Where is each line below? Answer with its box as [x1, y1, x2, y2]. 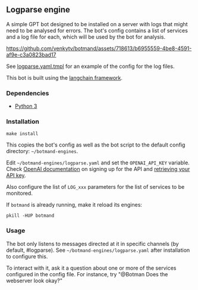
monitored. [6, 190, 33, 197]
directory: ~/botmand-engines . [6, 148, 78, 155]
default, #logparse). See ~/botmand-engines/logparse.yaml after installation [6, 247, 190, 254]
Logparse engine [6, 5, 70, 15]
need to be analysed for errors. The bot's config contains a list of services [6, 27, 188, 34]
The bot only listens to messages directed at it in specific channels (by [6, 240, 180, 247]
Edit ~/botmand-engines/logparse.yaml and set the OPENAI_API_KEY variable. [6, 159, 190, 166]
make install [6, 131, 39, 137]
